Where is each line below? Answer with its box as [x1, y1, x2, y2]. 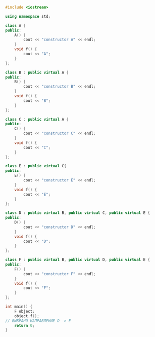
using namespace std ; [5, 14, 51, 19]
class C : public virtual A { [5, 117, 69, 122]
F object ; [14, 309, 35, 314]
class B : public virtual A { [5, 70, 69, 75]
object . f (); [14, 313, 39, 319]
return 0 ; [14, 323, 35, 328]
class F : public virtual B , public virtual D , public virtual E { [5, 257, 150, 263]
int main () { [5, 304, 33, 309]
